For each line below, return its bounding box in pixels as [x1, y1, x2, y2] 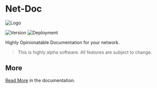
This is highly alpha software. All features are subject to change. [17, 49, 152, 55]
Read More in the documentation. [5, 77, 75, 83]
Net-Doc [5, 3, 42, 15]
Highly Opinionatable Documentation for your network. [5, 39, 120, 46]
